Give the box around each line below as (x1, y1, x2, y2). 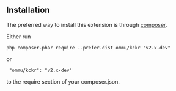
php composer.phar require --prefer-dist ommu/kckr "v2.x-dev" (6, 45, 171, 51)
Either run (6, 33, 31, 40)
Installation (6, 5, 50, 15)
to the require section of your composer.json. (6, 78, 120, 85)
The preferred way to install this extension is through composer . (6, 21, 167, 28)
